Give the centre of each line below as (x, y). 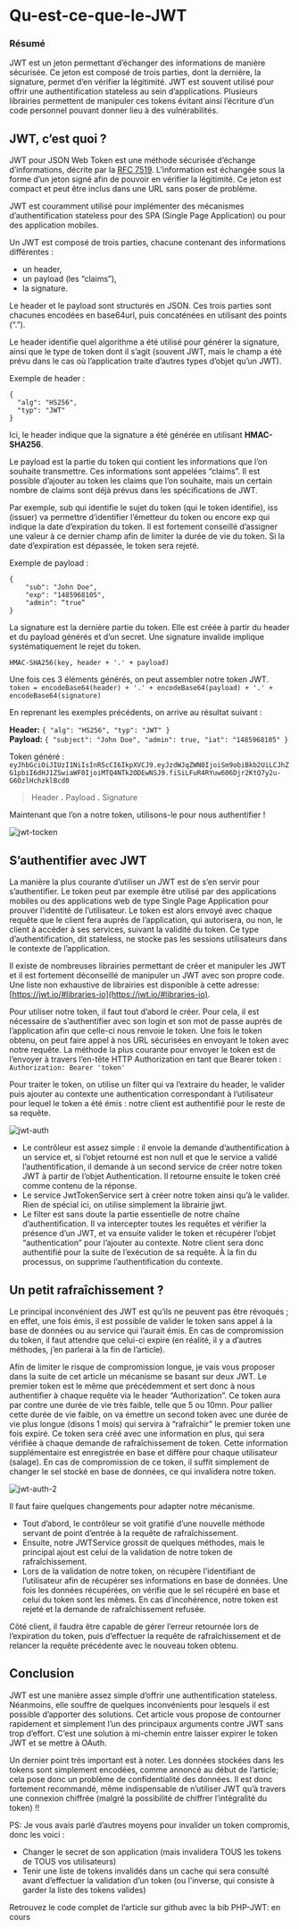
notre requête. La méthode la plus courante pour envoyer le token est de (142, 1050)
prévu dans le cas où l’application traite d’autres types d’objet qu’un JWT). (145, 361)
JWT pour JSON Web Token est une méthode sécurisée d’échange (133, 160)
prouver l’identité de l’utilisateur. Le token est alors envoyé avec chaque (141, 910)
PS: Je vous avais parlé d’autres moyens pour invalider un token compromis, (149, 1825)
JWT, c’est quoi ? (58, 138)
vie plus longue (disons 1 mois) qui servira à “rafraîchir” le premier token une (150, 1423)
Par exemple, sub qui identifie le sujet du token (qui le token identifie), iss (144, 508)
